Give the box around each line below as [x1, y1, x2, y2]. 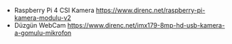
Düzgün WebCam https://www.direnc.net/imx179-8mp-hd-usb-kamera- [14, 21, 226, 29]
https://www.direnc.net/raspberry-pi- [95, 6, 206, 14]
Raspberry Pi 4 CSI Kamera [14, 6, 95, 14]
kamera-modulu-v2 [14, 13, 71, 22]
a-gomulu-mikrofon [14, 28, 72, 37]
